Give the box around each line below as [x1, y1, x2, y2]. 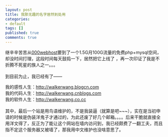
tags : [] [5, 26, 23, 31]
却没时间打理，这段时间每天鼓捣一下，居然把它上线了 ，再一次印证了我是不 [5, 55, 160, 61]
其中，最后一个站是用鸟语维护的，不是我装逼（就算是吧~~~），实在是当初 [5, 108, 156, 114]
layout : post [5, 7, 32, 12]
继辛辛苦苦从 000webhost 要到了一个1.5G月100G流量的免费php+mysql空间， [5, 49, 161, 55]
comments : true [5, 35, 37, 40]
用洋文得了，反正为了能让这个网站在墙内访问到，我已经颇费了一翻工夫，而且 [5, 120, 163, 126]
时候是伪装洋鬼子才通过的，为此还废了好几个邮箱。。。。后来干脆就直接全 [13, 114, 161, 120]
